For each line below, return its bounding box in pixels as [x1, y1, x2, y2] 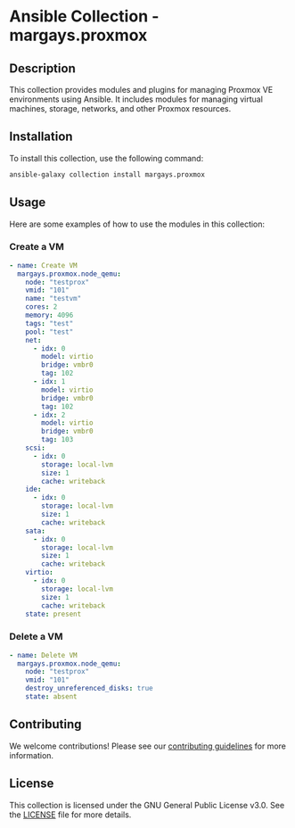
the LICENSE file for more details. [9, 809, 132, 820]
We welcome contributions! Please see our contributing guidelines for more [9, 741, 287, 751]
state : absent [25, 692, 78, 701]
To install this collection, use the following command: [9, 153, 204, 163]
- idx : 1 [32, 377, 66, 386]
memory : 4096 [25, 310, 74, 320]
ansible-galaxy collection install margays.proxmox [9, 170, 205, 179]
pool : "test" [25, 327, 74, 336]
